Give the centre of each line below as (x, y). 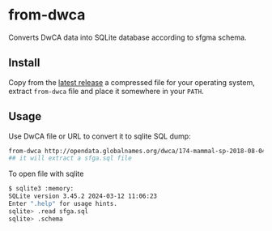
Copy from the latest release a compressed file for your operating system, (132, 82)
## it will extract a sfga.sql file (70, 158)
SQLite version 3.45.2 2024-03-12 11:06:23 (83, 196)
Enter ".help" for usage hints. (63, 204)
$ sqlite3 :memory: (41, 189)
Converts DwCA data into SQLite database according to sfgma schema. (127, 37)
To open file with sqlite (46, 174)
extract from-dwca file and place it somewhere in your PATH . (106, 91)
